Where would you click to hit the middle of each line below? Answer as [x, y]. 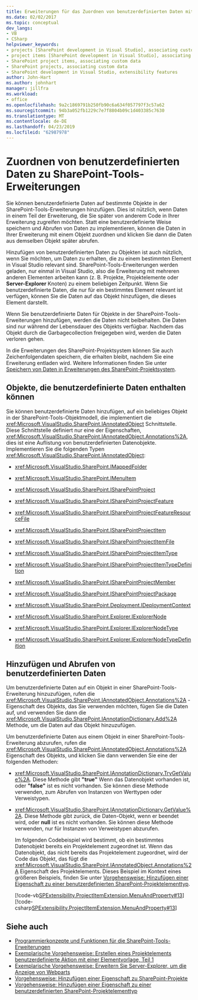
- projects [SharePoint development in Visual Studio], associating [92, 50]
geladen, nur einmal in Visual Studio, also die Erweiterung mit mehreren [93, 271]
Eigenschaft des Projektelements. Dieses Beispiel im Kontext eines [100, 871]
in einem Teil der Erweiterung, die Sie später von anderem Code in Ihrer [93, 216]
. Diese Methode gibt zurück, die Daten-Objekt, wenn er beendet [100, 816]
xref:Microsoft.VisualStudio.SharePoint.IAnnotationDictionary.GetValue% [103, 810]
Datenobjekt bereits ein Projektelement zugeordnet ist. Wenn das [93, 846]
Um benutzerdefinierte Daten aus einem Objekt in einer [73, 737]
